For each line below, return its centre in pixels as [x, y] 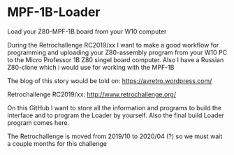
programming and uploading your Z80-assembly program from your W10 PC [117, 52]
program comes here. [38, 122]
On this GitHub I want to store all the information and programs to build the [115, 108]
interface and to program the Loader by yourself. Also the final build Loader [116, 115]
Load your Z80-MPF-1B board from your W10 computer [87, 31]
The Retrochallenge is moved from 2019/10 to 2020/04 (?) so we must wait [115, 136]
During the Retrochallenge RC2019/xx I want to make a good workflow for [113, 45]
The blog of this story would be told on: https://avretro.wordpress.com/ [110, 80]
